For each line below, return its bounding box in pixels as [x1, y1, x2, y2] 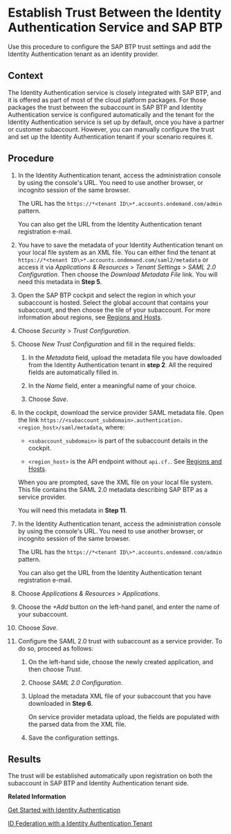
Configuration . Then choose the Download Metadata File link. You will [17, 270, 218, 278]
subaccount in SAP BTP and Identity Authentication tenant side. [8, 779, 189, 788]
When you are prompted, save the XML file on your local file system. [17, 478, 214, 486]
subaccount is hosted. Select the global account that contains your [17, 298, 210, 306]
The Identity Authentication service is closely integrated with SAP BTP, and [8, 88, 222, 96]
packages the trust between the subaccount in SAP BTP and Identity [8, 103, 203, 112]
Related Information [8, 792, 66, 801]
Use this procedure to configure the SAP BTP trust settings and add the [8, 42, 212, 51]
